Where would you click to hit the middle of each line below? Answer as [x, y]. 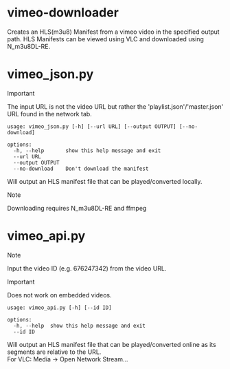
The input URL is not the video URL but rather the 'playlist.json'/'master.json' [115, 106]
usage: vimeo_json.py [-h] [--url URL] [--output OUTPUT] [92, 126]
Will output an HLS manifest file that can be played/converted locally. [105, 181]
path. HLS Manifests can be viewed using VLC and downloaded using [106, 39]
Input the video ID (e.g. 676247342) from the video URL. [87, 268]
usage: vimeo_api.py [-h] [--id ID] [59, 308]
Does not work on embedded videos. [59, 295]
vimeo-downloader [63, 13]
